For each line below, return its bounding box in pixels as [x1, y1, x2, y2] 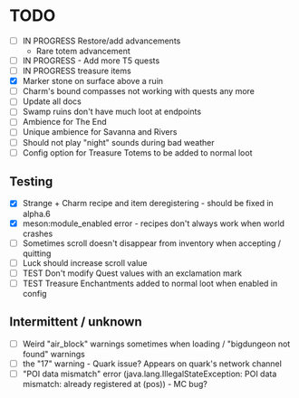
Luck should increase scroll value [22, 257, 148, 268]
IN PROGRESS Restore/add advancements [22, 35, 181, 46]
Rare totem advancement [35, 46, 131, 56]
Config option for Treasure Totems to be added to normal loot [22, 147, 253, 158]
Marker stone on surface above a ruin [22, 76, 164, 87]
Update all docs [22, 96, 82, 107]
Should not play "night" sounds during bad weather [22, 137, 215, 147]
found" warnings [22, 348, 86, 359]
